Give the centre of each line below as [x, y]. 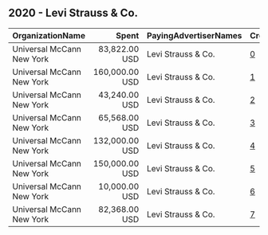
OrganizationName [49, 35]
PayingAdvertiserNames [194, 35]
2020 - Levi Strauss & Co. [73, 13]
